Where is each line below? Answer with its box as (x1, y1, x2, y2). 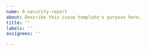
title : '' (6, 20, 31, 26)
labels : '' (6, 25, 33, 31)
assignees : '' (6, 31, 41, 37)
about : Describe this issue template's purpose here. (6, 14, 142, 20)
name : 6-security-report (6, 8, 68, 15)
